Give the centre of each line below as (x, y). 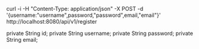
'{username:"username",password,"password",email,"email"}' (84, 15)
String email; (22, 40)
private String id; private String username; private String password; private (100, 33)
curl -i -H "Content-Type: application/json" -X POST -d (75, 9)
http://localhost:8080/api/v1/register (52, 21)
